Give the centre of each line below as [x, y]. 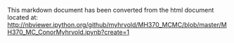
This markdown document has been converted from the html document [111, 10]
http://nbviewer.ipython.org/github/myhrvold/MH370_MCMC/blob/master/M [117, 25]
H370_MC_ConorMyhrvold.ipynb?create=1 [69, 32]
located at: [23, 17]
